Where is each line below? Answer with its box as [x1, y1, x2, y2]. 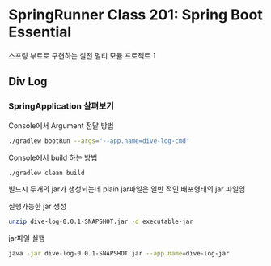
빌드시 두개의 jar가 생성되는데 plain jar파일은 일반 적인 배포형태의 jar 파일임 [8, 184, 246, 194]
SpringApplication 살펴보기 [8, 101, 115, 112]
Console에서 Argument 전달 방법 [8, 120, 115, 131]
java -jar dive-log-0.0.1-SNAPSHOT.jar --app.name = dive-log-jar [8, 250, 230, 258]
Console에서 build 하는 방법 [8, 152, 98, 162]
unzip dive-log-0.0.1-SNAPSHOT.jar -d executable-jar [8, 217, 194, 226]
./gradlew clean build [8, 169, 85, 177]
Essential [8, 23, 72, 41]
